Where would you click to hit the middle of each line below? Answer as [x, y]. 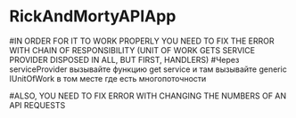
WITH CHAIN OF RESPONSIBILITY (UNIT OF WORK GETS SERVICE [132, 50]
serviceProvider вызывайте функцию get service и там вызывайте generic [148, 69]
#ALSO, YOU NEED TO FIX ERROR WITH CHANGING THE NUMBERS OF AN [148, 96]
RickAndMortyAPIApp [93, 16]
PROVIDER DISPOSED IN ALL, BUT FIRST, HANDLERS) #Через [124, 59]
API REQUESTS [37, 105]
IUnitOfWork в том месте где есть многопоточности [108, 78]
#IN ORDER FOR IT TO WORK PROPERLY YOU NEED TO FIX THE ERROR [142, 41]
